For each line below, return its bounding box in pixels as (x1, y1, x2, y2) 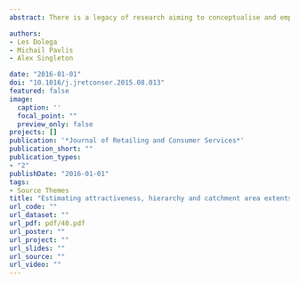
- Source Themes (9, 186, 69, 195)
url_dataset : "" (9, 211, 69, 220)
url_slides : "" (9, 244, 66, 253)
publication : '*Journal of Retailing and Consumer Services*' (9, 136, 245, 145)
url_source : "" (9, 252, 66, 261)
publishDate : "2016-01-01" (9, 169, 109, 178)
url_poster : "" (9, 227, 66, 236)
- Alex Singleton (9, 54, 74, 63)
